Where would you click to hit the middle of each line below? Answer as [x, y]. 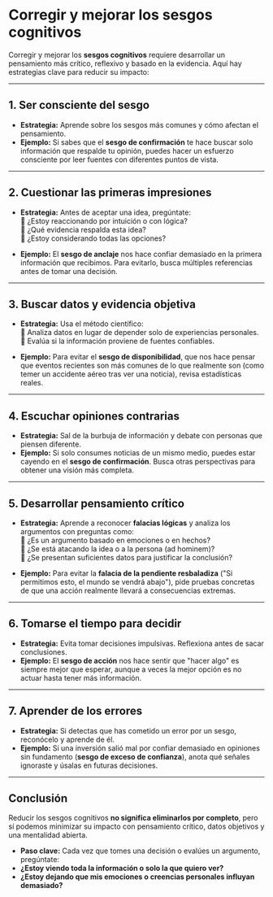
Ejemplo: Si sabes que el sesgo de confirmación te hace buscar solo [136, 142]
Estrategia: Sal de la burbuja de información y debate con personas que [141, 436]
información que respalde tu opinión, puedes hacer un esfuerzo [127, 150]
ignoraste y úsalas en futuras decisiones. [89, 765]
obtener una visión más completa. [77, 470]
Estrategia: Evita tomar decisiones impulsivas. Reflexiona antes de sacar [142, 643]
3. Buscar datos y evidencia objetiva [102, 304]
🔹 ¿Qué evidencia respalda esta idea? [83, 229]
